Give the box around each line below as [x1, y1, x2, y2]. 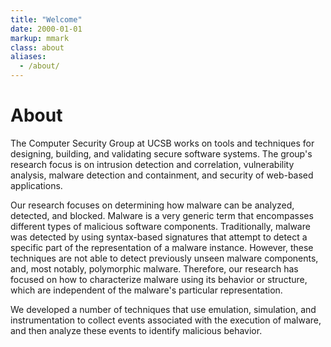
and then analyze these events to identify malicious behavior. [10, 324, 263, 336]
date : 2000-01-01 [10, 24, 83, 34]
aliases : [10, 52, 47, 62]
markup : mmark [10, 33, 70, 43]
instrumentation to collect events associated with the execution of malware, [10, 314, 322, 326]
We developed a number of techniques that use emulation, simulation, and [10, 303, 317, 315]
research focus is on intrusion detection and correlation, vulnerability [10, 158, 295, 170]
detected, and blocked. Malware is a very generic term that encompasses [10, 209, 314, 221]
